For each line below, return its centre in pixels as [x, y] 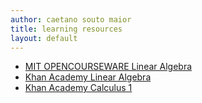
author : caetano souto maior [71, 19]
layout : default [44, 38]
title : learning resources [66, 29]
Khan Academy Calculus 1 [78, 88]
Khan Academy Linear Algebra [88, 77]
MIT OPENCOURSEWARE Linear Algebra [108, 67]
